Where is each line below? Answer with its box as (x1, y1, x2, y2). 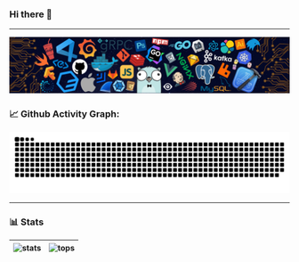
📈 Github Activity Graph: (9, 107, 120, 119)
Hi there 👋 (9, 8, 53, 20)
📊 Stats (9, 216, 44, 228)
